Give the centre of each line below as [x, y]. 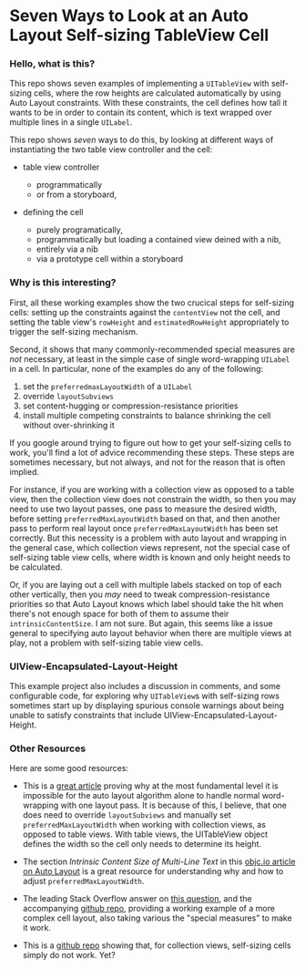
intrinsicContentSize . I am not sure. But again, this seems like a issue [141, 623]
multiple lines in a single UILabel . [71, 122]
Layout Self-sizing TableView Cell [139, 35]
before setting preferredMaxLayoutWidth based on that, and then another [145, 518]
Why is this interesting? [63, 283]
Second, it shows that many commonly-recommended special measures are [152, 349]
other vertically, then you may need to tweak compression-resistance [140, 594]
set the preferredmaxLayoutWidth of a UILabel [107, 386]
